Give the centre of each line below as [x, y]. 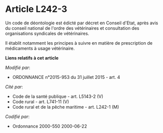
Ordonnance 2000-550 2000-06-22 [50, 126]
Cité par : [14, 87]
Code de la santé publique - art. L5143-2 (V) [58, 96]
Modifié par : [18, 67]
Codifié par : [17, 116]
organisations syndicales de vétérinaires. [47, 33]
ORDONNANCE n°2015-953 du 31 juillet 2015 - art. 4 [66, 77]
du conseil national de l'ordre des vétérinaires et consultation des [72, 28]
